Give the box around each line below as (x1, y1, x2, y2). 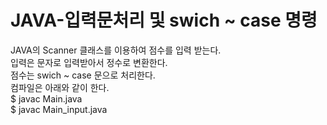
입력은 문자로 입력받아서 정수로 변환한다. (10, 56, 168, 68)
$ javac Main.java (10, 92, 83, 105)
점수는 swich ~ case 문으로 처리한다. (10, 69, 156, 81)
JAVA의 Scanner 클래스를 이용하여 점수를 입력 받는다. (10, 44, 222, 56)
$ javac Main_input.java (10, 103, 108, 115)
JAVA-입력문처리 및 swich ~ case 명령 (10, 9, 318, 32)
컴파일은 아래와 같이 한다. (10, 81, 110, 93)
